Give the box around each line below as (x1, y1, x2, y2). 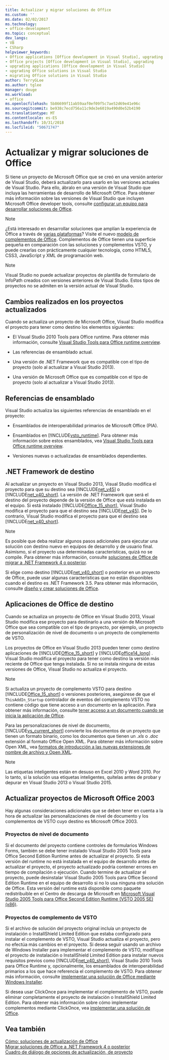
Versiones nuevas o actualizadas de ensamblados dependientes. (12, 453, 147, 459)
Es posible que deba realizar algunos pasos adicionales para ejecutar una (5, 538, 158, 544)
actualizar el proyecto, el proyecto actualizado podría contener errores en (5, 864, 158, 870)
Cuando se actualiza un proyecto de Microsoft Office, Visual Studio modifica (5, 319, 164, 325)
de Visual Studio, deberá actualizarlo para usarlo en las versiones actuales (5, 179, 160, 185)
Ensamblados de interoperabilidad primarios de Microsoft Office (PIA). (12, 423, 158, 429)
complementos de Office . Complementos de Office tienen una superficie (5, 236, 156, 242)
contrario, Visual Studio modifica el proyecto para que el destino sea (5, 513, 147, 519)
